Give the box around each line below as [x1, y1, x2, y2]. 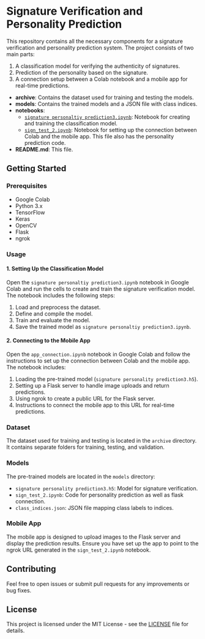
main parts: [6, 50, 35, 57]
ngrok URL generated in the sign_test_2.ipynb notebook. [6, 546, 151, 553]
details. [6, 627, 25, 634]
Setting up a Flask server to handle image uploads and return [15, 382, 170, 389]
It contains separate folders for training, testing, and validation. [6, 443, 165, 451]
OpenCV [15, 221, 37, 229]
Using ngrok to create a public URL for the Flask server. [15, 394, 155, 402]
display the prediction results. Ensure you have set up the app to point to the [6, 539, 199, 547]
